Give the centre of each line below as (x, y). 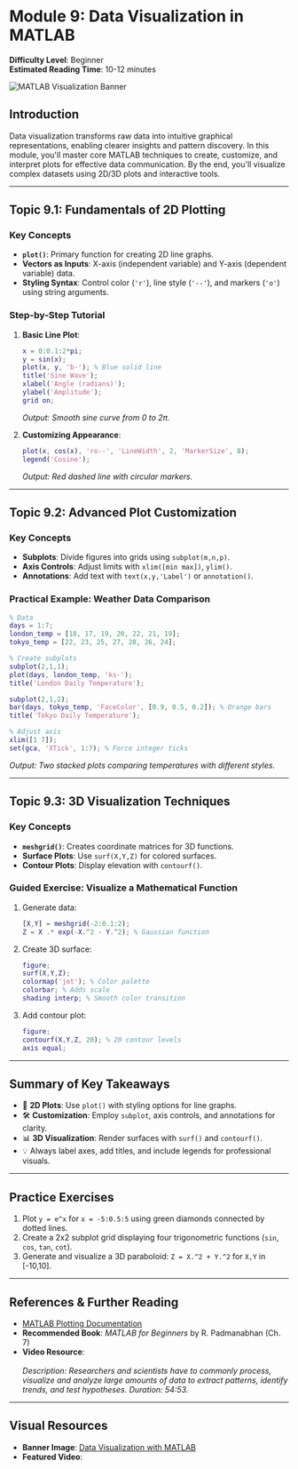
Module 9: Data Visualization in (126, 16)
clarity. (34, 1128)
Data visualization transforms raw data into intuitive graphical (121, 136)
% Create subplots (43, 659)
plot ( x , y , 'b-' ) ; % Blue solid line (92, 367)
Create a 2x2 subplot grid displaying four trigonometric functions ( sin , (150, 1238)
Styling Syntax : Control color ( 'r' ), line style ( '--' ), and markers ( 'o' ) (151, 283)
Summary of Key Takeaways (90, 1084)
